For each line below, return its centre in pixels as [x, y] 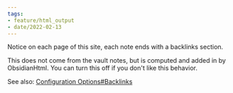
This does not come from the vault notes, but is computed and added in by [116, 61]
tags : [15, 14]
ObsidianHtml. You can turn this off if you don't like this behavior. [102, 68]
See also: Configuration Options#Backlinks [70, 82]
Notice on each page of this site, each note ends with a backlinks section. [115, 47]
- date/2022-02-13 [34, 27]
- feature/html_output [41, 20]
